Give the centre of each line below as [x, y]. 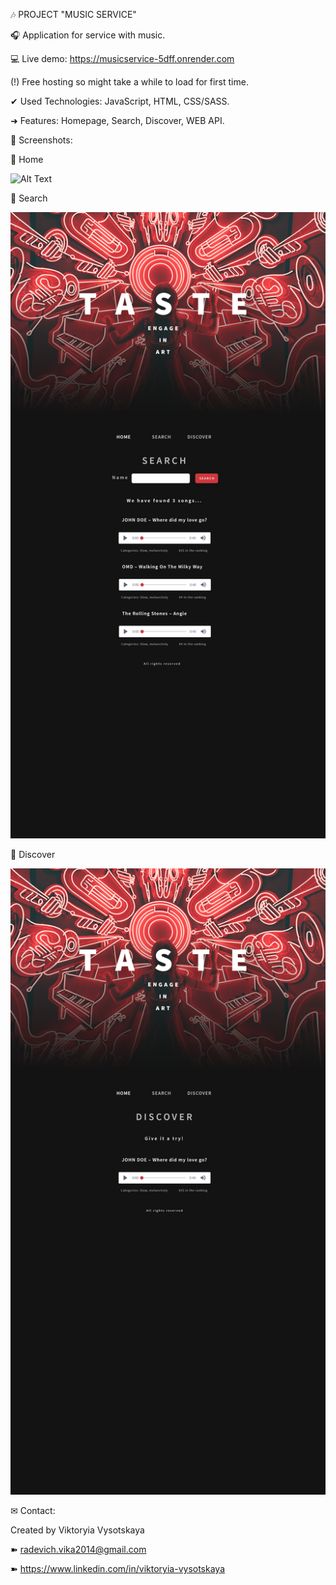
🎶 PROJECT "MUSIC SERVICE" [73, 14]
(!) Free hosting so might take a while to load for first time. [129, 82]
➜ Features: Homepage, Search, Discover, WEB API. [117, 120]
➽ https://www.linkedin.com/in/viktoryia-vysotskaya [118, 1569]
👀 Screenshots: [41, 140]
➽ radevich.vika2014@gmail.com [78, 1550]
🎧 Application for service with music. [88, 35]
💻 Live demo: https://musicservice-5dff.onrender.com [122, 58]
